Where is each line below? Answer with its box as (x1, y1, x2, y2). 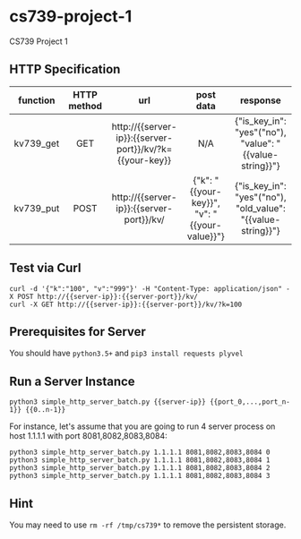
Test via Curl (9, 261, 82, 276)
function (17, 94, 56, 107)
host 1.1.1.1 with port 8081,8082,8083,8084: (9, 431, 168, 441)
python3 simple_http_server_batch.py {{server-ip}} (9, 398, 206, 406)
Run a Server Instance (9, 373, 136, 389)
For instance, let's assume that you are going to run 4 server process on (9, 421, 276, 432)
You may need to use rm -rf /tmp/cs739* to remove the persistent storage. (9, 519, 287, 530)
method (68, 99, 103, 112)
